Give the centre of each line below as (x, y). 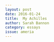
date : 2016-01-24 (23, 14)
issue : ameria (20, 32)
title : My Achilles (26, 18)
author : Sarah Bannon (27, 23)
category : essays (23, 28)
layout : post (18, 9)
